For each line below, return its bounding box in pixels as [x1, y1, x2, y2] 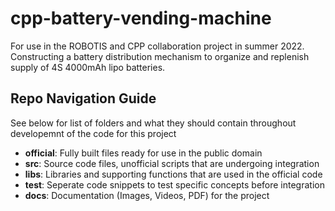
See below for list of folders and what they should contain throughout [10, 117, 297, 129]
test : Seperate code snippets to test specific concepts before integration [24, 178, 325, 191]
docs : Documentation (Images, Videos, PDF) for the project [24, 189, 270, 201]
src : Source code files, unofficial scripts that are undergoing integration [24, 157, 320, 169]
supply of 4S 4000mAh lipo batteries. [10, 61, 166, 73]
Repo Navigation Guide [10, 90, 157, 107]
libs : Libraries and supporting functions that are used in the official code [24, 168, 323, 180]
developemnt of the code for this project [10, 127, 177, 139]
